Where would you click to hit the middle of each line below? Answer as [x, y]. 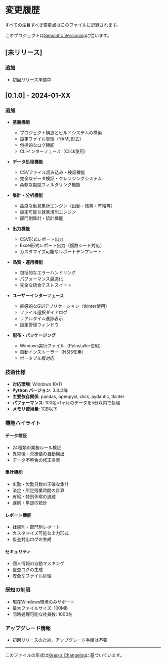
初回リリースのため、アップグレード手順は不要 [60, 640]
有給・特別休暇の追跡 [34, 497]
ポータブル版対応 [37, 358]
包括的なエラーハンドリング [48, 273]
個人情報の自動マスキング [38, 563]
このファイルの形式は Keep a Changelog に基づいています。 [65, 655]
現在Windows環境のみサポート [43, 602]
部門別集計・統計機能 [41, 218]
